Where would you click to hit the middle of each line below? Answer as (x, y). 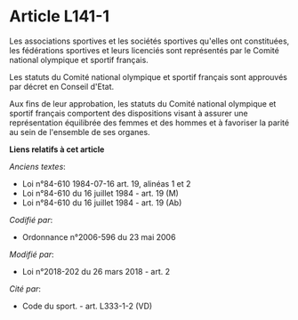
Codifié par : (31, 220)
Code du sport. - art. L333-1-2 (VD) (87, 306)
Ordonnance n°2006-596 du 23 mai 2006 (99, 236)
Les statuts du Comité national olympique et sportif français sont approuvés (148, 76)
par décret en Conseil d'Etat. (62, 86)
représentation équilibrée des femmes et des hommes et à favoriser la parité (149, 123)
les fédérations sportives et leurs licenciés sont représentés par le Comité (145, 50)
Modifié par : (32, 254)
